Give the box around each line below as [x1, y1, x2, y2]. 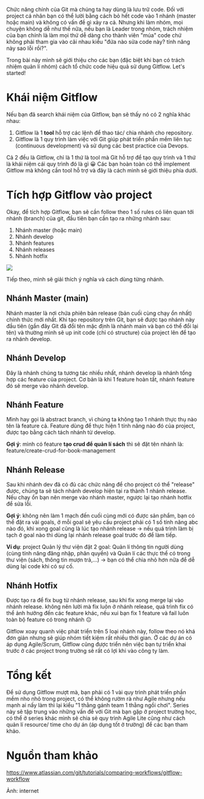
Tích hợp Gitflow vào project [6, 188, 152, 202]
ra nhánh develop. [6, 335, 52, 342]
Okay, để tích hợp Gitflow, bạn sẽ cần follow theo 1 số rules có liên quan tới [6, 208, 194, 216]
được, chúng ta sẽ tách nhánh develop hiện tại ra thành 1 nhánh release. [6, 487, 187, 495]
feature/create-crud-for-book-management [6, 447, 116, 454]
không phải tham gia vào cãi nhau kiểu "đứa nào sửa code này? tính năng [6, 38, 191, 45]
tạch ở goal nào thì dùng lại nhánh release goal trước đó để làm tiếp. [6, 532, 177, 539]
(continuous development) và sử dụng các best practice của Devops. [15, 142, 189, 149]
